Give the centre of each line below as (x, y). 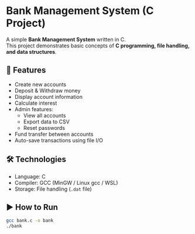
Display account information (49, 97)
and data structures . (31, 51)
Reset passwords (44, 128)
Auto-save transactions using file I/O (59, 140)
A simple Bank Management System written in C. (66, 39)
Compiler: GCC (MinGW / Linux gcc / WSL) (66, 183)
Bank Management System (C (80, 11)
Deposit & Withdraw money (47, 90)
